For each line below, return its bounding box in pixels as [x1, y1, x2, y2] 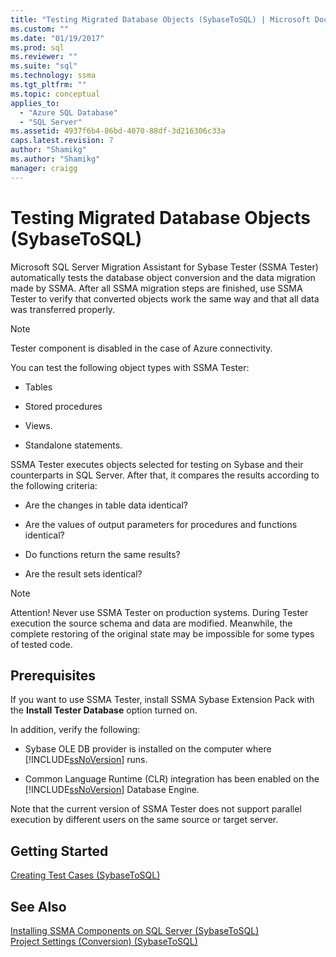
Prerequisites [10, 667, 96, 684]
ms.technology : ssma [10, 71, 97, 81]
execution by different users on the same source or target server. [10, 814, 279, 826]
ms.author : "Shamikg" [10, 154, 101, 164]
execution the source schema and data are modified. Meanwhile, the [10, 617, 293, 629]
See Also [10, 898, 67, 915]
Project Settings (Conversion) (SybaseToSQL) [10, 936, 198, 947]
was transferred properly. [10, 303, 116, 315]
